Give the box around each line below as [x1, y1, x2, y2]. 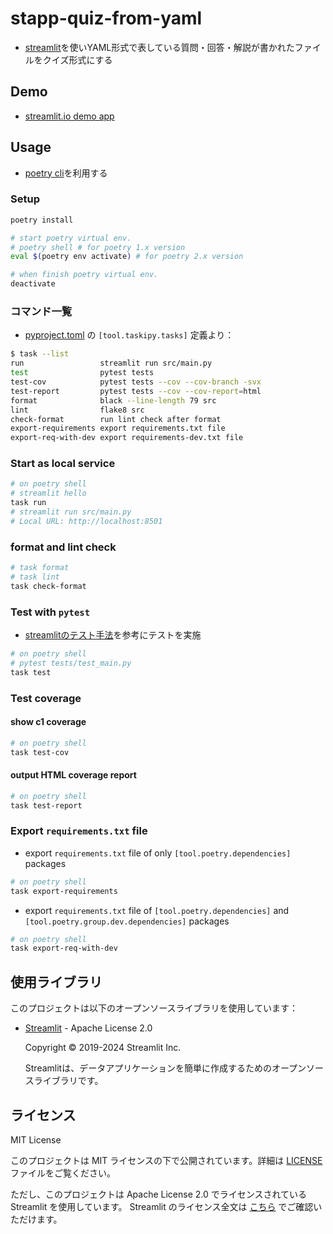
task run [10, 498, 47, 508]
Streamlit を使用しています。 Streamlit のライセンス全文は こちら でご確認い [10, 1200, 323, 1212]
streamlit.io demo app [24, 110, 115, 122]
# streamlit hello [10, 488, 87, 499]
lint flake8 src [10, 405, 145, 415]
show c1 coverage [10, 716, 87, 728]
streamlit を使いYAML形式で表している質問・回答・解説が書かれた [24, 41, 295, 53]
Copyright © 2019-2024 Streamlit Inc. [24, 1042, 182, 1054]
